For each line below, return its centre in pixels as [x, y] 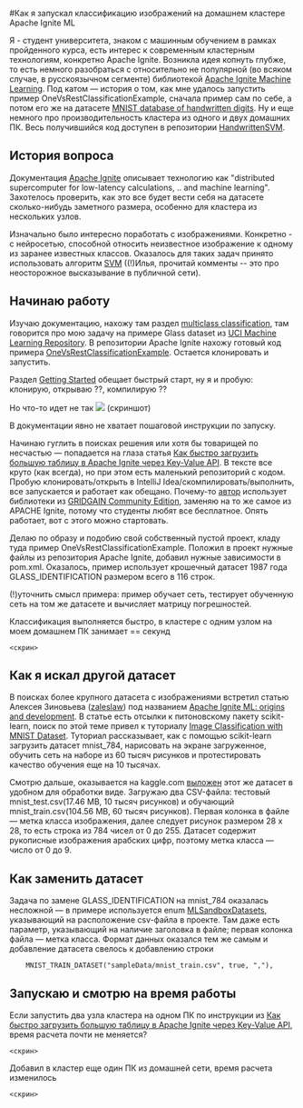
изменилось [33, 1078]
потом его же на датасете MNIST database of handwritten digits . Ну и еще [152, 108]
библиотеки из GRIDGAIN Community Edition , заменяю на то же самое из [151, 501]
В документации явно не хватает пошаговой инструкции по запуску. [143, 425]
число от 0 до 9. [41, 850]
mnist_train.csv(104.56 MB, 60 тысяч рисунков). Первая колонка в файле [150, 812]
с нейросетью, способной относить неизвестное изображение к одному [151, 244]
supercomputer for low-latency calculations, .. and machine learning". [140, 187]
